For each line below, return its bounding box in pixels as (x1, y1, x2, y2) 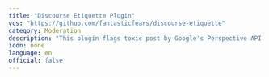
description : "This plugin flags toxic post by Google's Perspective (8, 34, 248, 43)
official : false (8, 57, 63, 65)
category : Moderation (8, 26, 82, 34)
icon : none (8, 42, 45, 50)
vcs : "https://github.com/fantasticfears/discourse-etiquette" (8, 19, 226, 27)
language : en (8, 49, 53, 57)
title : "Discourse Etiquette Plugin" (8, 11, 136, 20)
